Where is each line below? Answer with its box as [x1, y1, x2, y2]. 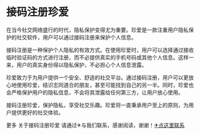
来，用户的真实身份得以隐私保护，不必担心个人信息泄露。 [6, 61, 147, 68]
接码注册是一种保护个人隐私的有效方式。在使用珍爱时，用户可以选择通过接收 [6, 46, 194, 54]
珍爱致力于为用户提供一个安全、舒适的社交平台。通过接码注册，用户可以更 [6, 74, 189, 81]
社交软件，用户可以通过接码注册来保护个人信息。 [16, 33, 137, 40]
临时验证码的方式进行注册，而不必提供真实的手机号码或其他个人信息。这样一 [6, 54, 194, 61]
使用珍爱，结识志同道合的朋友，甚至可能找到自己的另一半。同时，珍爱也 [16, 81, 194, 88]
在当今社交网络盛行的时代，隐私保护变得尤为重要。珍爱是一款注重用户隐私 [6, 26, 189, 33]
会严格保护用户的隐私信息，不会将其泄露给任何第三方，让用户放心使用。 [6, 89, 183, 96]
